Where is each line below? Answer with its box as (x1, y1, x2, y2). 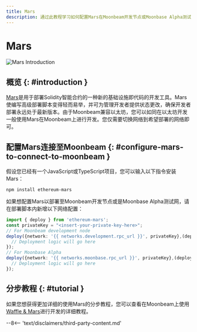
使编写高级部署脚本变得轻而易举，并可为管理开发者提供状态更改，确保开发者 (6, 101, 191, 109)
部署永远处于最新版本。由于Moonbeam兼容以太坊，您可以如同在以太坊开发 (6, 109, 188, 116)
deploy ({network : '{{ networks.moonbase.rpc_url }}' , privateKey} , (6, 255, 175, 261)
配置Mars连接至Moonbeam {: (6, 142, 114, 152)
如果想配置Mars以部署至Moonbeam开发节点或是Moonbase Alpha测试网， (6, 198, 185, 205)
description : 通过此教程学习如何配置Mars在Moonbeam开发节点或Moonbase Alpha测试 (6, 14, 192, 20)
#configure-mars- (116, 142, 184, 152)
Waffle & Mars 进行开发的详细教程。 (6, 307, 92, 314)
